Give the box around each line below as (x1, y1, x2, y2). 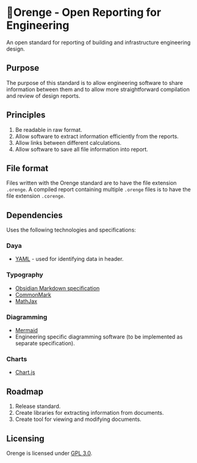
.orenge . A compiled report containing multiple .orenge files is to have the (6, 186, 191, 193)
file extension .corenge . (6, 192, 65, 200)
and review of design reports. (6, 92, 81, 100)
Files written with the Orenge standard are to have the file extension (6, 180, 177, 187)
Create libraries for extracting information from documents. (15, 409, 164, 417)
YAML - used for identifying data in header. (15, 255, 124, 263)
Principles (6, 110, 46, 120)
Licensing (6, 433, 45, 443)
